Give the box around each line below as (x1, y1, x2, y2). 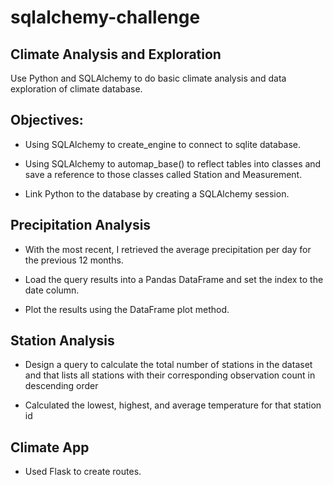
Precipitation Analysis (10, 217, 152, 234)
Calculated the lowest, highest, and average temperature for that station (24, 399, 322, 411)
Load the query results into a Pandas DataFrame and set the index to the (24, 273, 324, 285)
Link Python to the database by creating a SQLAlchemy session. (24, 187, 290, 200)
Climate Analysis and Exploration (10, 46, 222, 63)
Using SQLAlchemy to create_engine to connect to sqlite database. (24, 138, 302, 150)
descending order (24, 380, 99, 392)
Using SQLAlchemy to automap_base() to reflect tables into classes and (24, 157, 322, 170)
